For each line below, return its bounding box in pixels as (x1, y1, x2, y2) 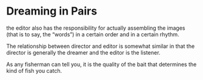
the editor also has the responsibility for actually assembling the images (6, 24, 185, 32)
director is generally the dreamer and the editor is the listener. (6, 48, 161, 56)
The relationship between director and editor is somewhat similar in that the (6, 42, 195, 50)
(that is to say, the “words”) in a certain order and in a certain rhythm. (6, 30, 180, 38)
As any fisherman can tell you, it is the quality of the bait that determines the (6, 61, 197, 68)
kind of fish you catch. (6, 67, 62, 74)
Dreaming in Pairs (6, 4, 98, 18)
